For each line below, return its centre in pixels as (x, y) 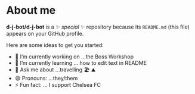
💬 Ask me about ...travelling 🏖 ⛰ (55, 70)
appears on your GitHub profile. (45, 33)
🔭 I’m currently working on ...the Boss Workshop (74, 57)
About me (31, 10)
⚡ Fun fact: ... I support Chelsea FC (58, 84)
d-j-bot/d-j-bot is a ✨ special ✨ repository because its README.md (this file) (98, 27)
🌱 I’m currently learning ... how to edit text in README (81, 62)
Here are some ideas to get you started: (55, 45)
